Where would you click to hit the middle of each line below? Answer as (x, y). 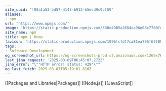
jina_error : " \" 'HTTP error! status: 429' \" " (53, 64)
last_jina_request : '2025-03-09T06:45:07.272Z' (55, 60)
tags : (11, 46)
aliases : (14, 14)
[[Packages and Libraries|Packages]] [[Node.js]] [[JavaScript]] (69, 83)
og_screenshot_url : (25, 55)
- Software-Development (30, 51)
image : (12, 28)
